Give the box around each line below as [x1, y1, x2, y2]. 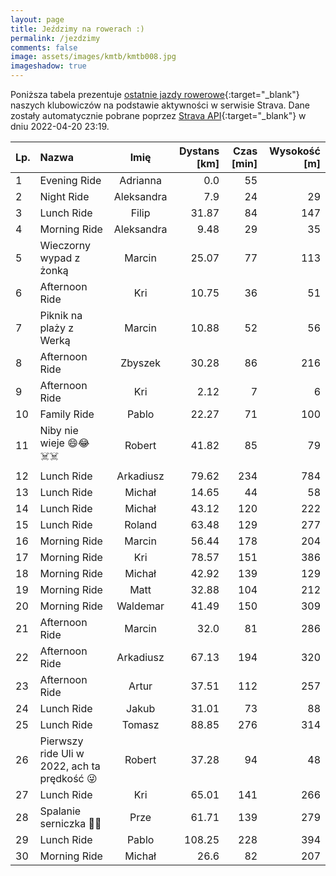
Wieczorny [39, 239, 91, 252]
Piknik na [39, 309, 83, 322]
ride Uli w [39, 747, 85, 760]
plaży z [39, 321, 75, 335]
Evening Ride [39, 174, 102, 187]
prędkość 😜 [39, 772, 98, 785]
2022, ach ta [39, 759, 101, 773]
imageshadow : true [10, 61, 87, 71]
